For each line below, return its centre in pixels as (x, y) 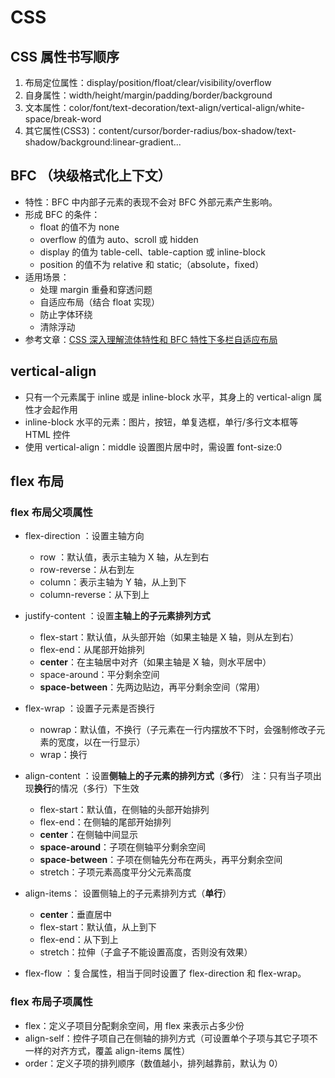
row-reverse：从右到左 (87, 570)
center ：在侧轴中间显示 (88, 835)
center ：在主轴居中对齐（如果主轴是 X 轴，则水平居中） (155, 662)
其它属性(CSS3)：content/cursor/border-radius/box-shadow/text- (160, 130)
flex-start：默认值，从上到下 (98, 927)
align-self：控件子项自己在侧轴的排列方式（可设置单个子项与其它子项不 (171, 1038)
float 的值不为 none (79, 227)
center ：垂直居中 (75, 915)
